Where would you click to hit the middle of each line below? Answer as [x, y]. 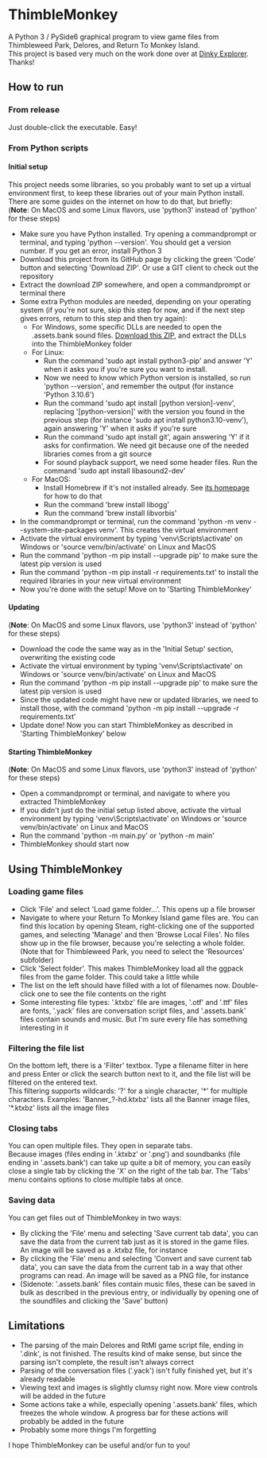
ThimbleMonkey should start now [74, 844]
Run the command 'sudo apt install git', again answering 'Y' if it [147, 436]
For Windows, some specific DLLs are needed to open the [127, 326]
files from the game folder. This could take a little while [109, 976]
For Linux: [48, 352]
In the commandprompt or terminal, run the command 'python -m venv [135, 521]
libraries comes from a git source [98, 453]
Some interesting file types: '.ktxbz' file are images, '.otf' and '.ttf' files [134, 1002]
